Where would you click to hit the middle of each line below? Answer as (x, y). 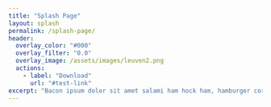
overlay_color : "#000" (54, 46)
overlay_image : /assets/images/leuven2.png (90, 61)
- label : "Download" (57, 76)
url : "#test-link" (60, 83)
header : (21, 38)
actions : (30, 68)
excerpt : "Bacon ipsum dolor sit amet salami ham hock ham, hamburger (129, 91)
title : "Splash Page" (45, 16)
